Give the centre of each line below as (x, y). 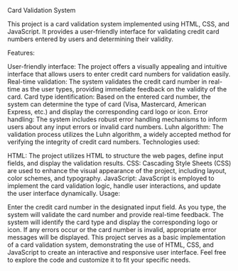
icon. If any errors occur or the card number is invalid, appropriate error (112, 229)
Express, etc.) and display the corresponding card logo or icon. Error (108, 112)
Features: (21, 53)
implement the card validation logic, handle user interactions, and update (114, 186)
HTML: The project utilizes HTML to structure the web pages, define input (115, 156)
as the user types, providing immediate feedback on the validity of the (124, 89)
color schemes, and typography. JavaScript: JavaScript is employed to (111, 178)
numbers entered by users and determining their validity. (91, 39)
